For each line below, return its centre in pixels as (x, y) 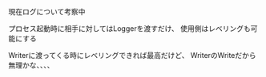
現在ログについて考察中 (47, 12)
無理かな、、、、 (31, 65)
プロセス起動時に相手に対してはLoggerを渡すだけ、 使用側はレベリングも (129, 29)
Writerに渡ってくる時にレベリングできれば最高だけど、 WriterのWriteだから (132, 55)
